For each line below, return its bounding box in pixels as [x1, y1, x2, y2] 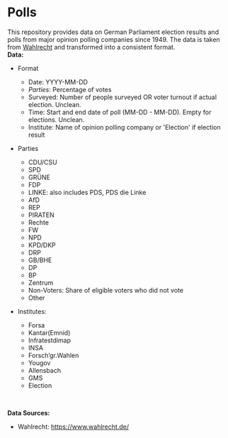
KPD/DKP [28, 240, 56, 249]
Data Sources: [7, 408, 50, 417]
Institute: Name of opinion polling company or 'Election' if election [28, 123, 221, 131]
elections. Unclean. [28, 115, 85, 124]
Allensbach [28, 366, 62, 374]
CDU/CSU [28, 157, 58, 167]
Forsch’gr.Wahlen [28, 351, 79, 359]
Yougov [28, 359, 51, 367]
